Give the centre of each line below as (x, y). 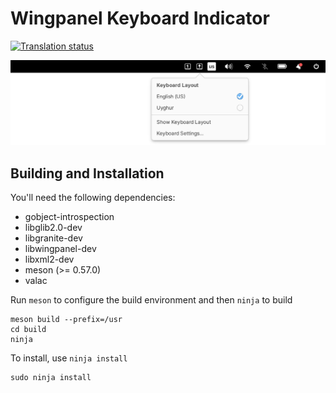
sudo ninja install (51, 378)
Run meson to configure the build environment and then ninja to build (151, 300)
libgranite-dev (53, 238)
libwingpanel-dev (60, 249)
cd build (28, 330)
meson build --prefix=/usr (66, 320)
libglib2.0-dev (53, 228)
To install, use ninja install (69, 358)
